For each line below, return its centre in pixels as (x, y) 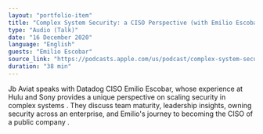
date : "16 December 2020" (50, 37)
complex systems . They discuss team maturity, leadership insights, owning (130, 105)
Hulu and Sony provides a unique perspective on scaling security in (117, 97)
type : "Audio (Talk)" (43, 30)
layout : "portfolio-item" (50, 15)
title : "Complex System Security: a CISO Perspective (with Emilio (121, 23)
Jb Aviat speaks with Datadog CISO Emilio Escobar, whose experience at (126, 89)
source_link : (29, 60)
